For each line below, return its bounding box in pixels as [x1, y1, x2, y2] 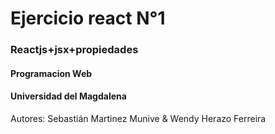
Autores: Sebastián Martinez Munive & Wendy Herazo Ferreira [10, 112, 267, 124]
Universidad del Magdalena [10, 90, 127, 102]
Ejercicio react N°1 [10, 7, 166, 30]
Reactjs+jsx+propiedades [10, 43, 139, 57]
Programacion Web [10, 67, 93, 79]
